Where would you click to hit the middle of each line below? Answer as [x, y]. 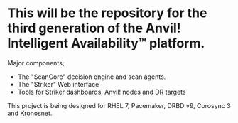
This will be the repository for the [107, 13]
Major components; [36, 63]
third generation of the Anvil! [94, 28]
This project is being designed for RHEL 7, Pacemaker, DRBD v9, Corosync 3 [119, 105]
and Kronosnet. [30, 113]
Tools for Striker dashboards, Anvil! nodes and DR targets [102, 92]
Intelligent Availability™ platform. [106, 43]
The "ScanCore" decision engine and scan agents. [92, 77]
